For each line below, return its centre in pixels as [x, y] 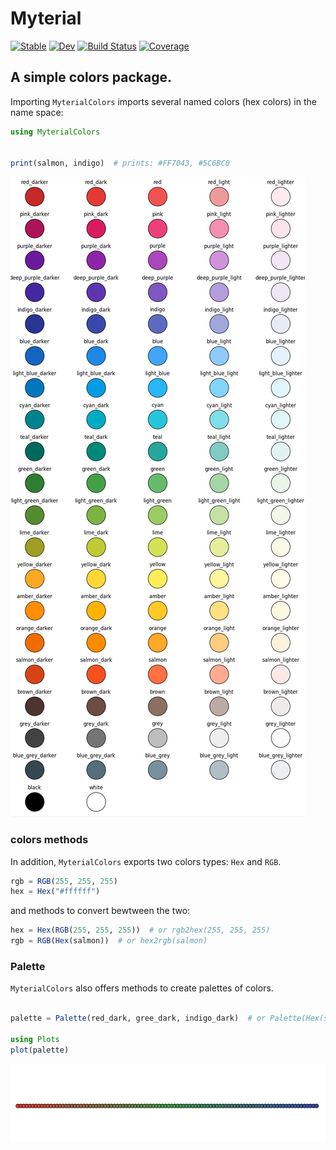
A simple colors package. [91, 77]
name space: [37, 112]
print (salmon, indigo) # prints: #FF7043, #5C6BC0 [120, 163]
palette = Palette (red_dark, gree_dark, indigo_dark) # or [138, 1018]
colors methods [49, 840]
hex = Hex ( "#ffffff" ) [55, 892]
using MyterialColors [55, 132]
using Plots [35, 1039]
